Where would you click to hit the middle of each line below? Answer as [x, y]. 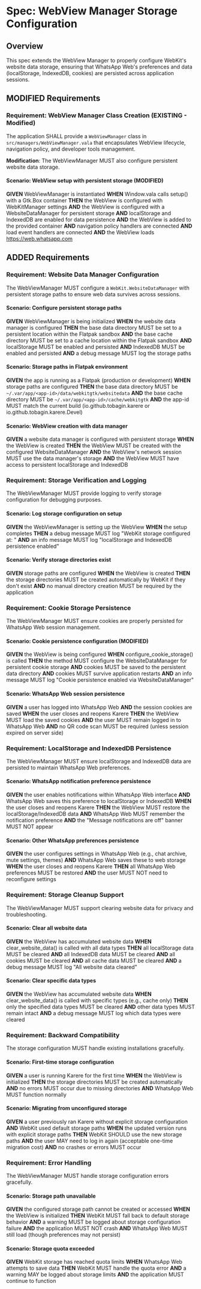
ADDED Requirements [48, 257]
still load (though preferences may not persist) [64, 1235]
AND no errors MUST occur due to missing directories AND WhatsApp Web [100, 1088]
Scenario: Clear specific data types [51, 981]
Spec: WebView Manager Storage [92, 11]
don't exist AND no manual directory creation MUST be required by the [94, 586]
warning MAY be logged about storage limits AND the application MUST [95, 1275]
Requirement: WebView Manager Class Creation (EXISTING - [97, 115]
